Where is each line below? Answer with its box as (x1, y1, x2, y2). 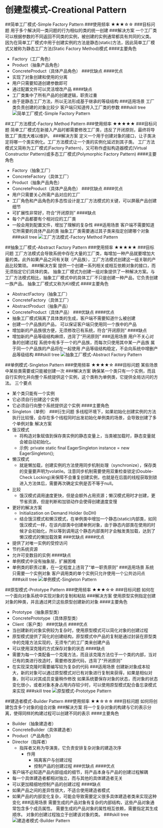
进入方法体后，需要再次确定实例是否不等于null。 (19, 480, 116, 486)
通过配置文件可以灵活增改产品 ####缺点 (12, 86, 93, 92)
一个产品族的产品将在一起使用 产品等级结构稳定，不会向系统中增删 (20, 345, 154, 351)
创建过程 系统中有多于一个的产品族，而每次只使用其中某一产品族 (20, 339, 149, 345)
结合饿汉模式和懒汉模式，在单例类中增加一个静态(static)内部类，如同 (19, 516, 157, 522)
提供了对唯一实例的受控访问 (12, 540, 68, 546)
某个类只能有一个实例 (12, 390, 55, 396)
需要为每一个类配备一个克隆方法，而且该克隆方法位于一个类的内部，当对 (12, 652, 157, 657)
